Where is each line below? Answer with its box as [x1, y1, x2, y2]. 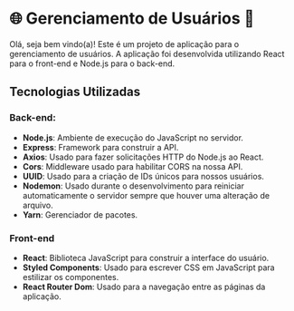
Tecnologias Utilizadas [9, 84, 141, 100]
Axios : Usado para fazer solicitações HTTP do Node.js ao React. [22, 151, 264, 162]
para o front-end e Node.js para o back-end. [9, 58, 175, 69]
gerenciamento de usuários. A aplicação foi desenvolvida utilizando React [9, 48, 285, 59]
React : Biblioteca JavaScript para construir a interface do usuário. [22, 252, 270, 263]
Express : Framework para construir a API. [22, 141, 179, 152]
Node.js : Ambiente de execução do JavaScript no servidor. [22, 131, 244, 143]
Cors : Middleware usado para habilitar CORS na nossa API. [22, 160, 243, 171]
